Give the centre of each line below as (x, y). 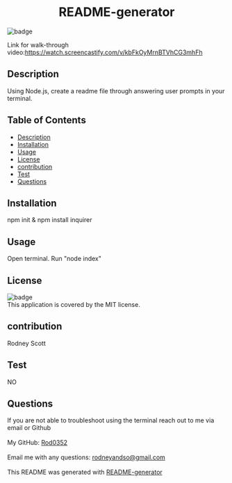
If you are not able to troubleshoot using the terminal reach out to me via (111, 420)
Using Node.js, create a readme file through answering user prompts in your (116, 90)
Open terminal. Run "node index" (55, 259)
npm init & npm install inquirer (50, 220)
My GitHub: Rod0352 (38, 443)
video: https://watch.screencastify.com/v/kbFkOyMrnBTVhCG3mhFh (105, 52)
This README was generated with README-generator (85, 472)
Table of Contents (47, 120)
